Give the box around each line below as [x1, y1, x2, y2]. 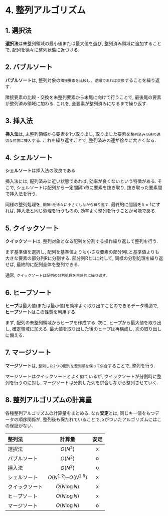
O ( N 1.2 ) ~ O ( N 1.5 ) [48, 473, 88, 481]
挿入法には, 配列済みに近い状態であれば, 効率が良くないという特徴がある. [5, 178, 156, 184]
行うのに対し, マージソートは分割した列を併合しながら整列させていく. [14, 379, 158, 385]
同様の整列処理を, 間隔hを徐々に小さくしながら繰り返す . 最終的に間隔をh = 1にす [5, 202, 160, 208]
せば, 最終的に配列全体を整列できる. [5, 262, 79, 268]
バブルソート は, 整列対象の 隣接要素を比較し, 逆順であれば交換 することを [5, 77, 147, 83]
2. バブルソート [5, 63, 53, 71]
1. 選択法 [5, 26, 32, 35]
